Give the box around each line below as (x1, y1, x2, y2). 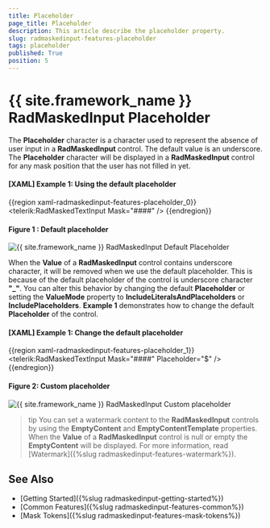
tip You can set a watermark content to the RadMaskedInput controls (27, 414, 260, 424)
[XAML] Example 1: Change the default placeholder (8, 327, 184, 337)
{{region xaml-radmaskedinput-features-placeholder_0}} (8, 197, 197, 207)
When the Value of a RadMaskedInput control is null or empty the (27, 432, 248, 442)
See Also (8, 472, 54, 486)
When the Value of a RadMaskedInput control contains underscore (8, 258, 233, 268)
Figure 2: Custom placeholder (8, 381, 110, 391)
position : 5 (8, 57, 48, 65)
